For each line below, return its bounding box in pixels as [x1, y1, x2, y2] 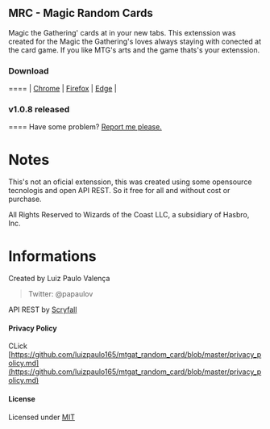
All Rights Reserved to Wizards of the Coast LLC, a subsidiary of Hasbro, [8, 210, 250, 220]
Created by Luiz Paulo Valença [8, 274, 110, 284]
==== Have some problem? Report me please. [8, 122, 163, 132]
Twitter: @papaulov [27, 289, 93, 299]
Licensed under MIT [8, 412, 75, 422]
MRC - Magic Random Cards [8, 6, 153, 20]
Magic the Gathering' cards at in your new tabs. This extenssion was [8, 27, 236, 37]
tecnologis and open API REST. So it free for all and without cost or [8, 186, 231, 196]
